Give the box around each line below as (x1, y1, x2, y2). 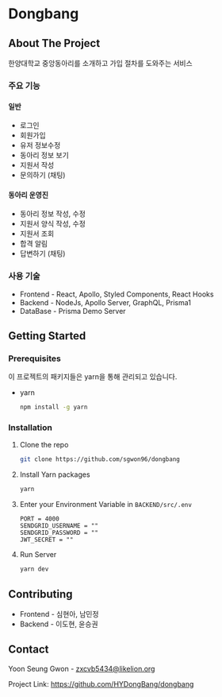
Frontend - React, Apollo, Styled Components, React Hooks (19, 289, 214, 299)
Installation (8, 422, 53, 433)
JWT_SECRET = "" (19, 536, 74, 544)
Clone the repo (19, 440, 69, 450)
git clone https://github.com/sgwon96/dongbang (19, 455, 180, 463)
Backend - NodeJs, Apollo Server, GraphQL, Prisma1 (19, 297, 192, 307)
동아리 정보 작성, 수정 (19, 209, 86, 219)
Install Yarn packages (19, 470, 90, 479)
